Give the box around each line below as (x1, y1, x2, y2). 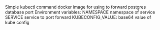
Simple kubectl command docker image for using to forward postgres (5, 4, 146, 10)
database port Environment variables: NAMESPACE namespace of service (5, 9, 155, 15)
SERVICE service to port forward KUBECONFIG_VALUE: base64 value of (5, 15, 152, 20)
